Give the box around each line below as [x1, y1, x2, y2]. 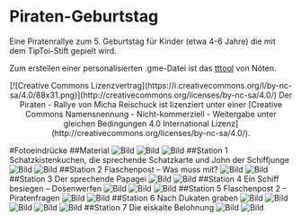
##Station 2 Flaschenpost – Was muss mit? [58, 164, 218, 175]
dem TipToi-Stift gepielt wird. [9, 45, 117, 55]
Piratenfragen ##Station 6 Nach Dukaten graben [9, 192, 239, 203]
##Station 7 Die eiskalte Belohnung [84, 201, 215, 212]
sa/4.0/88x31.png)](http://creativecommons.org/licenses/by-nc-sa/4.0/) [9, 90, 277, 100]
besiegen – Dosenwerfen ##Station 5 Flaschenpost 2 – [9, 183, 288, 193]
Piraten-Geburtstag [9, 6, 159, 27]
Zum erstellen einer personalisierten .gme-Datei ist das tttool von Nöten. [9, 63, 277, 73]
